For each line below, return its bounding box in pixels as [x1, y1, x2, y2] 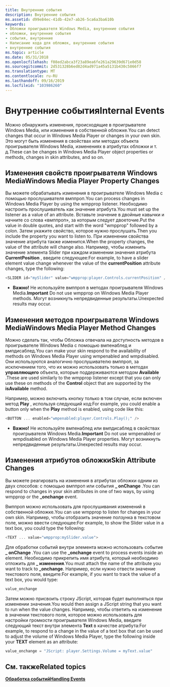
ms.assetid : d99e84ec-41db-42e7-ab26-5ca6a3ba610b [5, 17, 114, 22]
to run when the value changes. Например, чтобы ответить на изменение [5, 606, 162, 612]
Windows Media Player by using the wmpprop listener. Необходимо [5, 201, 148, 207]
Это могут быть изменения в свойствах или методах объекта [5, 138, 139, 144]
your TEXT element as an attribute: [5, 638, 78, 645]
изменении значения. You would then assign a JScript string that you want [5, 601, 162, 607]
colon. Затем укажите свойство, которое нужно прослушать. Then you [5, 228, 157, 234]
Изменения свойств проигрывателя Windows [5, 169, 158, 177]
